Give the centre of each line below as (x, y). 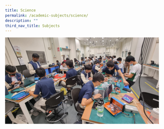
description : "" (21, 20)
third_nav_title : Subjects (32, 26)
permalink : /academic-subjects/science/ (47, 15)
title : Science (20, 10)
